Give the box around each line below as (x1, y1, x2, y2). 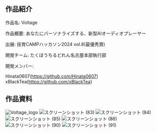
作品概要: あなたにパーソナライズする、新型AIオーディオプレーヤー (5, 30, 146, 36)
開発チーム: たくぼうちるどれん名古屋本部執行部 (5, 52, 106, 58)
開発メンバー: (5, 63, 34, 69)
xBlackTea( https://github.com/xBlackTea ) (5, 78, 93, 84)
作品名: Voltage (5, 19, 38, 26)
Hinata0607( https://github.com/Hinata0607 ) (5, 73, 99, 79)
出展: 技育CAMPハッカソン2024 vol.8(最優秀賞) (5, 41, 105, 47)
